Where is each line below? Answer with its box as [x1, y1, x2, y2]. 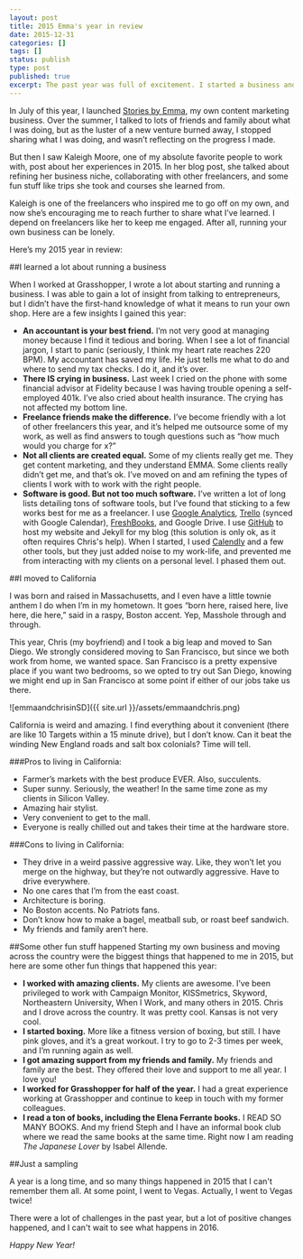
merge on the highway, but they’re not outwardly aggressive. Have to [22, 866, 280, 876]
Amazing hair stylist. [22, 802, 99, 813]
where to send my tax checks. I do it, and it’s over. [22, 363, 209, 375]
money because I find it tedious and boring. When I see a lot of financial [22, 335, 290, 346]
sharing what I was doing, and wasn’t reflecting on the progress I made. [9, 134, 276, 144]
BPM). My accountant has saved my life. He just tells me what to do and [22, 354, 290, 365]
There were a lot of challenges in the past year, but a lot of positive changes [9, 1212, 292, 1223]
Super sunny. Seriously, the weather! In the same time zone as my [22, 782, 268, 794]
